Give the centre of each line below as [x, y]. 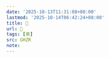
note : [13, 46]
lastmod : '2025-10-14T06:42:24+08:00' [55, 18]
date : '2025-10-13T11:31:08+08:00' [51, 12]
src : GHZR [19, 40]
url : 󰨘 [15, 29]
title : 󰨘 [17, 23]
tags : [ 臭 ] [20, 34]
